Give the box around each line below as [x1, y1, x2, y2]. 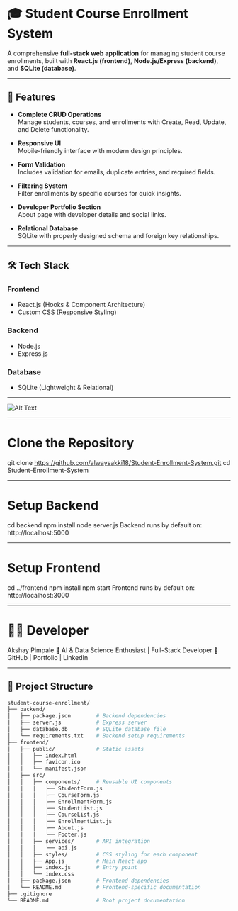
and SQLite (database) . [7, 64, 76, 72]
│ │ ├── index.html [7, 752, 78, 759]
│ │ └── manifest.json [7, 765, 87, 773]
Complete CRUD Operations [17, 110, 101, 118]
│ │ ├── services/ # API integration [7, 837, 151, 844]
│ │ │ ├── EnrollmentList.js [7, 818, 113, 825]
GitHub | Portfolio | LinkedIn [7, 653, 89, 661]
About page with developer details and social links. [17, 210, 166, 218]
